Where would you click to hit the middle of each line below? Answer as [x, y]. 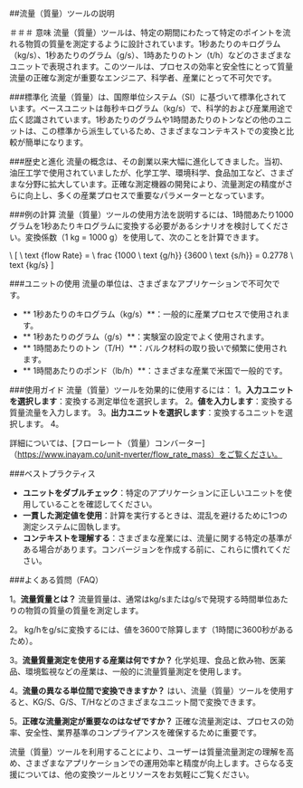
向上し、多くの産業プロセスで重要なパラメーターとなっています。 [147, 195]
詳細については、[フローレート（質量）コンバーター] [107, 443]
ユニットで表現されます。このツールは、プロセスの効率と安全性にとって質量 [151, 66]
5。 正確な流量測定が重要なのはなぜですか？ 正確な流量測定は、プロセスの [148, 721]
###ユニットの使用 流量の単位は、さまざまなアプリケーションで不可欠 [141, 284]
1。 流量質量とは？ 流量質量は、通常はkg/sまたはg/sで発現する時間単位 [141, 599]
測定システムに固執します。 [73, 527]
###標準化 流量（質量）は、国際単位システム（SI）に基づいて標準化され [144, 97]
